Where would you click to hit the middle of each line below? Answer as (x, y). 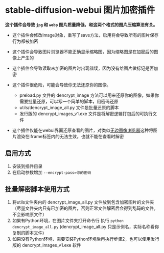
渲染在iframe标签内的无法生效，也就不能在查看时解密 (70, 136)
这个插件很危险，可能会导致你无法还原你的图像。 (61, 84)
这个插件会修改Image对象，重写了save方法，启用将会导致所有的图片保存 (85, 35)
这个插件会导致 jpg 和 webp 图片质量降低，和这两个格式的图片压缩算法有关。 (81, 25)
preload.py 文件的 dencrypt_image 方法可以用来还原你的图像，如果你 (89, 95)
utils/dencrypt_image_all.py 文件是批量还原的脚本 (69, 107)
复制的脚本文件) (28, 233)
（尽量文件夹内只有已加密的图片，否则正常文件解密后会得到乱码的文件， (85, 208)
